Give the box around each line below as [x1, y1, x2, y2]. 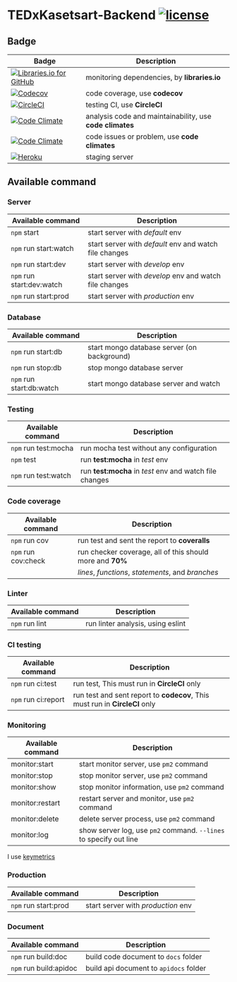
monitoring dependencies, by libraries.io [85, 73, 221, 82]
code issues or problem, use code [85, 131, 199, 141]
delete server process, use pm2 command [78, 814, 215, 824]
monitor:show [11, 782, 56, 792]
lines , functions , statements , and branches [77, 567, 219, 577]
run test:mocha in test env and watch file [80, 467, 217, 477]
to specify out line [78, 834, 139, 844]
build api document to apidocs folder [85, 964, 207, 974]
